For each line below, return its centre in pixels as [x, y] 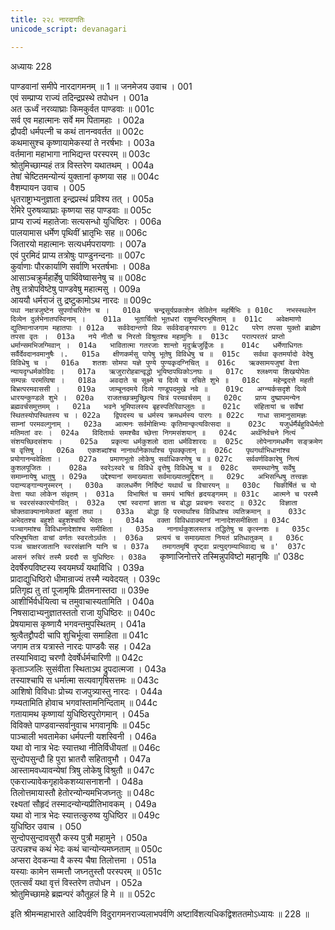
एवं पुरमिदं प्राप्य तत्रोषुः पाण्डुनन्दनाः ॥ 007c [78, 255]
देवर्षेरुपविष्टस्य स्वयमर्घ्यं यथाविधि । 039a [77, 567]
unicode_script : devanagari [69, 29]
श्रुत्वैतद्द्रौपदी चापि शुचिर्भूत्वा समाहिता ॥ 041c [79, 635]
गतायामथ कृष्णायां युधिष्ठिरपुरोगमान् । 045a [80, 713]
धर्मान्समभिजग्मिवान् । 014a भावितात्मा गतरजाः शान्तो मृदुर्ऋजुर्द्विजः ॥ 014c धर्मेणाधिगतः [156, 345]
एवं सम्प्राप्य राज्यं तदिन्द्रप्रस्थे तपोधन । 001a [79, 97]
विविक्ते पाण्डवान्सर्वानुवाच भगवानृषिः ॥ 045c [80, 725]
